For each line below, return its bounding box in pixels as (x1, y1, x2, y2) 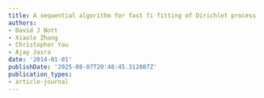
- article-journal (8, 77, 69, 85)
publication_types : (8, 70, 73, 78)
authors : (8, 19, 37, 27)
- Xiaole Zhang (8, 33, 58, 42)
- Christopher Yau (8, 41, 69, 49)
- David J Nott (8, 26, 58, 34)
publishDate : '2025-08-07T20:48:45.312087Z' (8, 63, 157, 71)
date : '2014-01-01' (8, 56, 73, 64)
